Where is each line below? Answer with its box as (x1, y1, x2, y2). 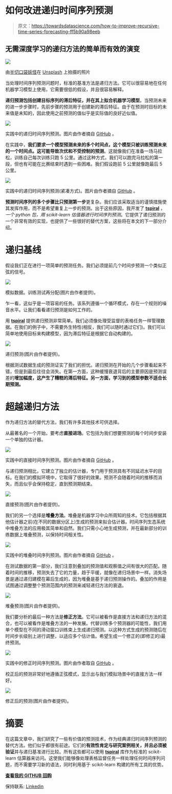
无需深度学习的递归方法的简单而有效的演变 (5, 45, 140, 53)
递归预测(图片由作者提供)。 (5, 350, 63, 357)
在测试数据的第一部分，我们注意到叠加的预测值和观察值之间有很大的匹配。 (5, 563, 162, 569)
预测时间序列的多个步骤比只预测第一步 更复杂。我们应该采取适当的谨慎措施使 (5, 198, 167, 205)
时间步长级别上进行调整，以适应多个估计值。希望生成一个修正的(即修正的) (5, 633, 161, 639)
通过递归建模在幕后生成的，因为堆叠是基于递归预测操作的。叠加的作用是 (14, 576, 167, 582)
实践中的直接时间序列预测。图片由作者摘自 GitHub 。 (5, 457, 117, 463)
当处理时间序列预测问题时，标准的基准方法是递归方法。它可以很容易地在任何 (5, 80, 167, 86)
